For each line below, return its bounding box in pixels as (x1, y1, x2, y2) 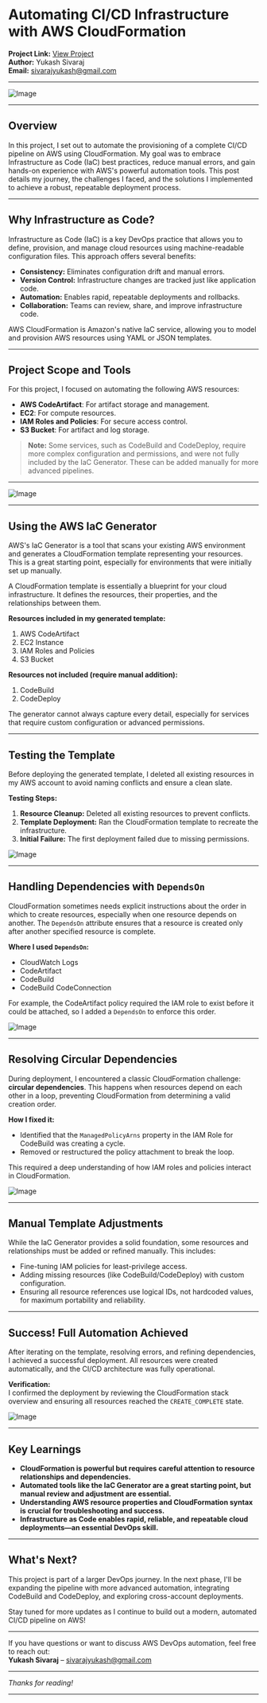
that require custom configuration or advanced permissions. (8, 718, 205, 728)
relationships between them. (8, 599, 102, 608)
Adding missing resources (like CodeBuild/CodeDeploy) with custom (19, 1270, 245, 1279)
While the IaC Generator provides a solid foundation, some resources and (8, 1238, 249, 1248)
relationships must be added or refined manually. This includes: (8, 1246, 216, 1256)
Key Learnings (8, 1443, 82, 1456)
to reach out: (8, 1646, 50, 1656)
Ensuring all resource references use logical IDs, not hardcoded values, (19, 1287, 254, 1297)
